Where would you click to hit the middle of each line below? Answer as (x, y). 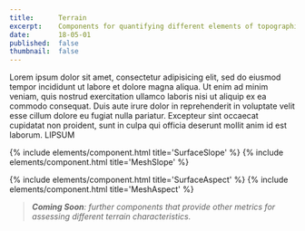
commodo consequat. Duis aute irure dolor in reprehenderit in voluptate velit (152, 106)
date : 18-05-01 (50, 34)
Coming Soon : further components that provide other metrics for (153, 207)
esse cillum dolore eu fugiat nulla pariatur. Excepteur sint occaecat (134, 116)
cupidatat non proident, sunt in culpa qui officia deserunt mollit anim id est (148, 125)
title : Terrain (49, 18)
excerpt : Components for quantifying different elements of (132, 26)
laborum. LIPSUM (42, 135)
